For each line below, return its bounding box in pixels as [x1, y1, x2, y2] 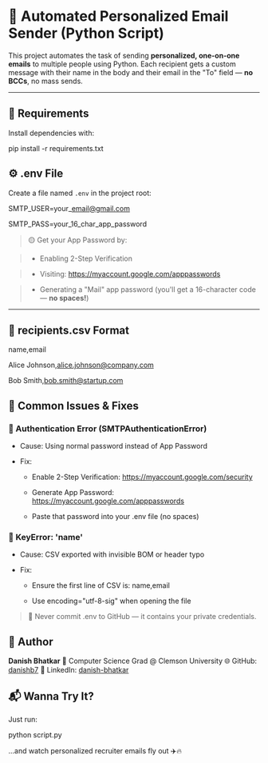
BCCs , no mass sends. [8, 76, 84, 86]
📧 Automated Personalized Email [8, 7, 229, 26]
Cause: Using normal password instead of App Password [19, 441, 207, 451]
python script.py [8, 729, 62, 739]
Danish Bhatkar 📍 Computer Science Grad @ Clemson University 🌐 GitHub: [8, 656, 258, 666]
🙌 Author [8, 635, 53, 649]
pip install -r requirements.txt [8, 143, 104, 153]
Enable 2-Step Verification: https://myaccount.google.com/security [31, 472, 253, 482]
